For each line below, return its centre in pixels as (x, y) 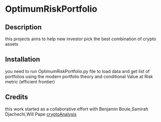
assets (12, 44)
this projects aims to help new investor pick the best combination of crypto (80, 39)
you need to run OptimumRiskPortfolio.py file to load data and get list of (78, 71)
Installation (23, 60)
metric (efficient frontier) (30, 81)
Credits (17, 97)
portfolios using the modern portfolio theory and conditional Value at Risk (79, 76)
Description (23, 27)
